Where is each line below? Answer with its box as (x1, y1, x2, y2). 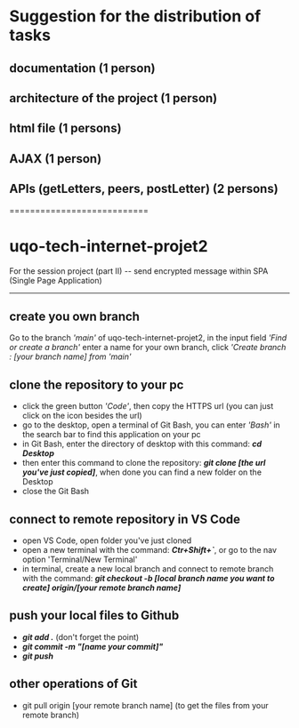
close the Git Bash (21, 486, 90, 497)
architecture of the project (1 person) (9, 91, 218, 106)
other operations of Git (9, 676, 138, 692)
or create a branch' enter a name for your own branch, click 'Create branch (9, 342, 287, 353)
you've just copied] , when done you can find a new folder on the (21, 467, 263, 477)
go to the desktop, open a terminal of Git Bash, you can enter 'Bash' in (21, 420, 280, 430)
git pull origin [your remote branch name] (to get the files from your (21, 700, 269, 710)
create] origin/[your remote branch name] (21, 582, 182, 593)
